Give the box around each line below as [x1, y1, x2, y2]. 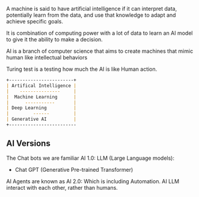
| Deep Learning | [6, 105, 77, 111]
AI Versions [6, 138, 51, 149]
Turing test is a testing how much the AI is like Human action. [6, 65, 158, 73]
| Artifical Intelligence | [6, 82, 77, 89]
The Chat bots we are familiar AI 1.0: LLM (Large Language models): [6, 154, 174, 162]
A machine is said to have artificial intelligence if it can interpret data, [6, 5, 177, 12]
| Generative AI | [6, 117, 77, 123]
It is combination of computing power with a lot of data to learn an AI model [6, 29, 193, 37]
